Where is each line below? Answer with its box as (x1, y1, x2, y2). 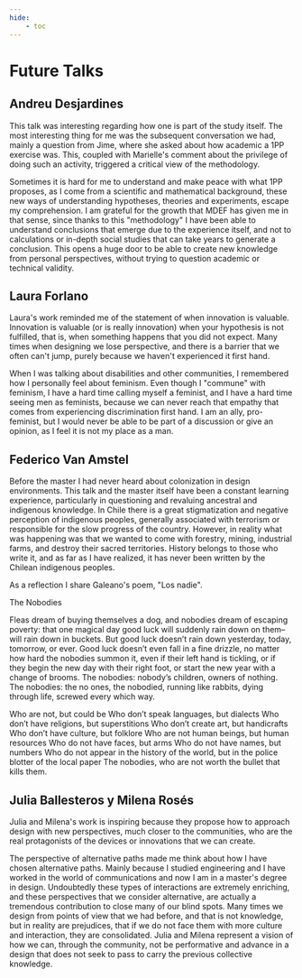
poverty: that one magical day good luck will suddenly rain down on (9, 624, 261, 635)
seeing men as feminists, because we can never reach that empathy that (9, 397, 279, 408)
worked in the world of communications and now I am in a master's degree (9, 872, 288, 882)
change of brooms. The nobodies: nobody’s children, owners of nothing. (9, 672, 279, 683)
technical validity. (9, 263, 75, 273)
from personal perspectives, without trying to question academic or (9, 253, 260, 263)
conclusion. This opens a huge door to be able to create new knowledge (9, 243, 279, 254)
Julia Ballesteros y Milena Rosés (9, 792, 195, 807)
